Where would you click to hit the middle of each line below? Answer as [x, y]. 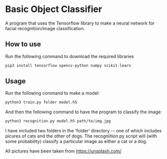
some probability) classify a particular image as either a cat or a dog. [76, 141]
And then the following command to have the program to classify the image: [83, 112]
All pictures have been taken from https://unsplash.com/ [63, 151]
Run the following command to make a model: [52, 93]
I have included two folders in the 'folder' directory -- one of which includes [83, 131]
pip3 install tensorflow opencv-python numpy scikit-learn [68, 65]
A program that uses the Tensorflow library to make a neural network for [80, 23]
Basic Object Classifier [54, 9]
